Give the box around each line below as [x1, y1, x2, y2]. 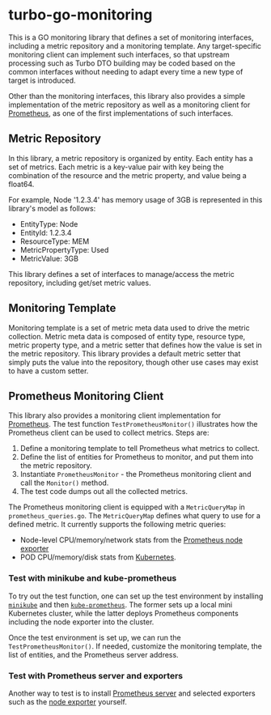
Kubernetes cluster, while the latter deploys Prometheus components [8, 608, 239, 618]
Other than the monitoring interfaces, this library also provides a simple [8, 91, 246, 100]
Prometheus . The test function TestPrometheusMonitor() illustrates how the [8, 419, 258, 429]
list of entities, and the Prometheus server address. [8, 649, 180, 659]
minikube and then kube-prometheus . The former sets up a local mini [8, 599, 233, 609]
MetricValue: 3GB [19, 253, 79, 263]
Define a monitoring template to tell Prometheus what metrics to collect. [19, 444, 260, 453]
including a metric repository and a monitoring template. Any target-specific [8, 40, 261, 50]
